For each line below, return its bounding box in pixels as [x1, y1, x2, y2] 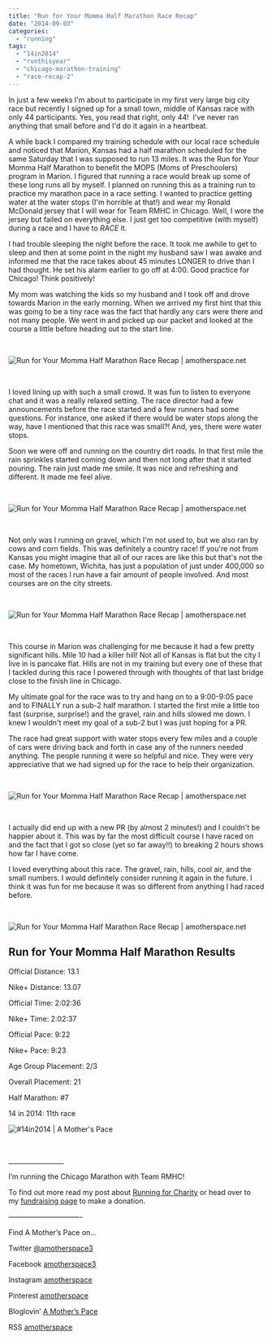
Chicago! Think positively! [8, 274, 96, 283]
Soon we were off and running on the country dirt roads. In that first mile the [8, 445, 264, 456]
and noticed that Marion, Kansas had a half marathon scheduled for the [8, 145, 248, 155]
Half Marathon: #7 [8, 1093, 69, 1103]
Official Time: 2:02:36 [8, 998, 81, 1008]
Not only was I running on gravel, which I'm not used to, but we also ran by [8, 535, 259, 545]
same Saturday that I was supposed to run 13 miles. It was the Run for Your [8, 154, 259, 164]
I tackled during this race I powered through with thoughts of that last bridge [8, 667, 264, 677]
